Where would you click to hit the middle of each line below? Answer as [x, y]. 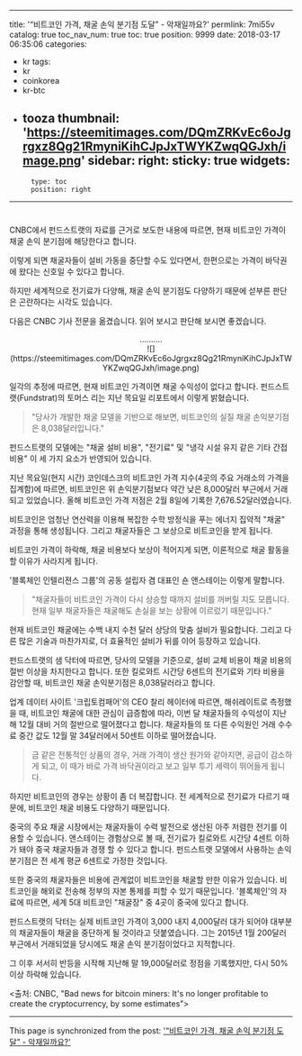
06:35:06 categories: [48, 44]
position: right [61, 189]
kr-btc [34, 90]
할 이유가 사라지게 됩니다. [54, 561]
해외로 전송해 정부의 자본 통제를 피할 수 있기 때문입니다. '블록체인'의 [159, 891]
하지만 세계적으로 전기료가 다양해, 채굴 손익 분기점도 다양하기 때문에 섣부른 [140, 291]
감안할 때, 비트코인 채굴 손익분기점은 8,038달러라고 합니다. [112, 683]
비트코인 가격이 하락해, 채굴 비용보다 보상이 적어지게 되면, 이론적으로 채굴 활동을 [150, 550]
